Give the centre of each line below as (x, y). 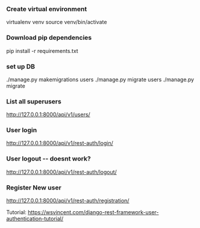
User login (22, 130)
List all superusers (34, 101)
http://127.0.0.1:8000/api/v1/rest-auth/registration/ (68, 201)
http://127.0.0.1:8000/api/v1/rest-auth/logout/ (62, 172)
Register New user (34, 187)
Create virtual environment (47, 9)
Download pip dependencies (49, 38)
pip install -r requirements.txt (42, 51)
